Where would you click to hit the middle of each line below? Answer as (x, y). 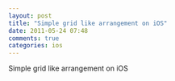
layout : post (30, 16)
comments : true (34, 38)
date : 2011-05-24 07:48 (48, 30)
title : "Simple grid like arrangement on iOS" (88, 23)
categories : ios (35, 46)
